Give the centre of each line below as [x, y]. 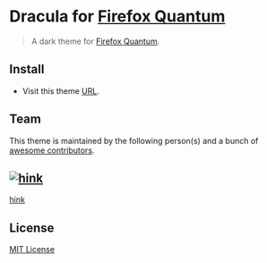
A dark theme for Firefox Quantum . [95, 41]
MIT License [32, 250]
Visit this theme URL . [61, 90]
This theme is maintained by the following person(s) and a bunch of [134, 140]
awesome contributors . [52, 150]
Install [27, 69]
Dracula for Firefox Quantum [117, 17]
